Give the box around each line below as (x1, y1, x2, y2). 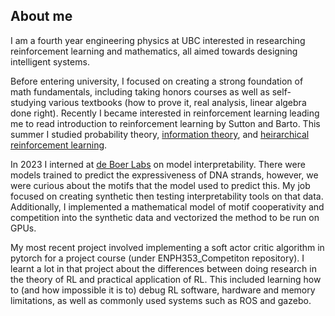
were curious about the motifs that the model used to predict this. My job (10, 179, 311, 191)
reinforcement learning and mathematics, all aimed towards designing (10, 45, 298, 57)
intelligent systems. (10, 55, 90, 68)
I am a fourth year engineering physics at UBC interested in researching (10, 34, 306, 46)
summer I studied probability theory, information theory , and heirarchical (10, 128, 310, 140)
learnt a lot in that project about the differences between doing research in (10, 262, 317, 274)
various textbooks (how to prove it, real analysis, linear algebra (48, 96, 307, 108)
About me (10, 8, 73, 25)
